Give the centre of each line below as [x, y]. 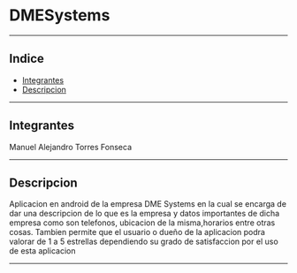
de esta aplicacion [42, 251]
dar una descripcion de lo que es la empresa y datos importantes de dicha [145, 214]
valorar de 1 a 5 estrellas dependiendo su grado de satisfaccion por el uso [144, 242]
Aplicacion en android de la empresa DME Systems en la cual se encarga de [148, 204]
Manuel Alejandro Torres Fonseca [71, 147]
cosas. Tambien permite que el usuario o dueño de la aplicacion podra [137, 232]
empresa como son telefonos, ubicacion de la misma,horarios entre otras [142, 223]
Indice [27, 59]
